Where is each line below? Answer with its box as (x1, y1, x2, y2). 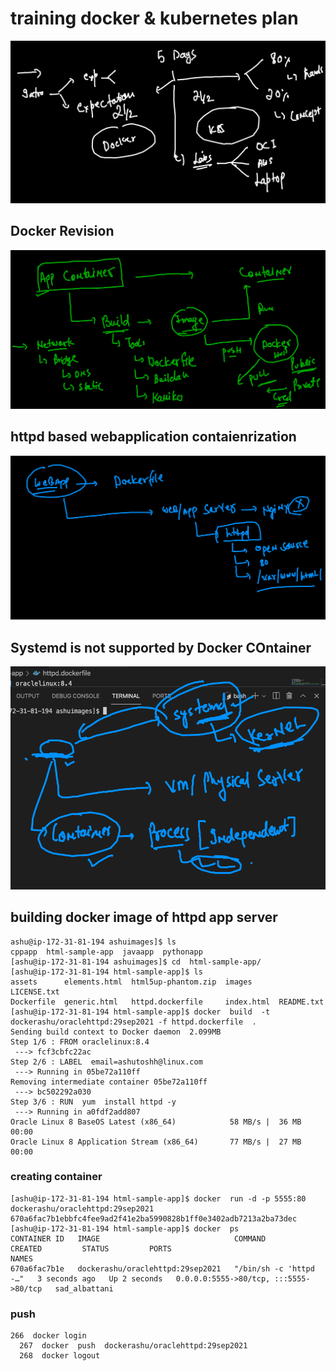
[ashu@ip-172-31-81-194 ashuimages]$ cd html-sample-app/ (10, 957, 262, 967)
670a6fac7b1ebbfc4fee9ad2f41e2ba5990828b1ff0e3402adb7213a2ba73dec (10, 1213, 298, 1224)
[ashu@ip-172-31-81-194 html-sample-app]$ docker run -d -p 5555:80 (10, 1193, 307, 1204)
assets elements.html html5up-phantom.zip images (10, 977, 253, 987)
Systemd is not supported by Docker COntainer (10, 639, 312, 656)
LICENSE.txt (10, 987, 60, 997)
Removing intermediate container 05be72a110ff (10, 1077, 208, 1087)
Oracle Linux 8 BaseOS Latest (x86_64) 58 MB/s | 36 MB (10, 1117, 302, 1127)
